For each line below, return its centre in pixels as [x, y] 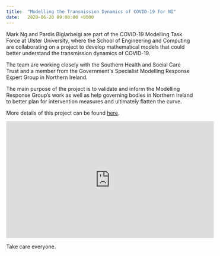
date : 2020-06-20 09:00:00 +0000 [50, 17]
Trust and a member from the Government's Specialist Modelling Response [98, 71]
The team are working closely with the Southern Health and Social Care [93, 64]
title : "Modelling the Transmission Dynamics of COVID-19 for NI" [91, 12]
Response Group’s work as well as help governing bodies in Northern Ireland [100, 95]
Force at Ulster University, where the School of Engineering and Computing [98, 40]
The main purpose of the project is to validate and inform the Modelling [93, 89]
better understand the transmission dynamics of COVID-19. [78, 53]
